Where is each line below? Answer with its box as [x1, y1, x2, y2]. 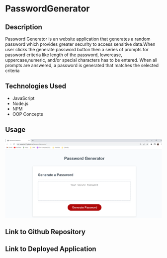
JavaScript [12, 95, 35, 101]
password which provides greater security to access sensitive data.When [5, 41, 156, 47]
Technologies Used [5, 82, 66, 90]
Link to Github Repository [5, 228, 86, 236]
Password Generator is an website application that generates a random [5, 36, 151, 42]
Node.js [12, 100, 29, 106]
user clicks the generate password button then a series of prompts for [5, 47, 149, 52]
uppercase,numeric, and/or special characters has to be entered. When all [5, 57, 158, 63]
